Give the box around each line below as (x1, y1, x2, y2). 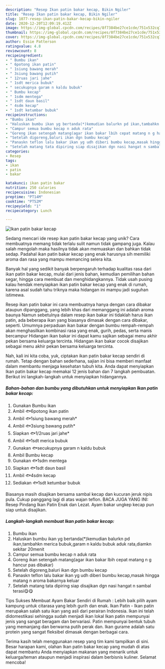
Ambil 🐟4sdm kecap (12, 473, 56, 479)
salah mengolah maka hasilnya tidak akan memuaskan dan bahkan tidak (5, 246, 151, 252)
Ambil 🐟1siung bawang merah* (12, 416, 77, 422)
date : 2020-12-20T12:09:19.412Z (5, 21, 71, 26)
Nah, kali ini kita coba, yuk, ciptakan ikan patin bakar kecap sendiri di (5, 353, 145, 359)
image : (5, 26, 19, 30)
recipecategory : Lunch (5, 208, 52, 213)
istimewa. (5, 292, 25, 298)
